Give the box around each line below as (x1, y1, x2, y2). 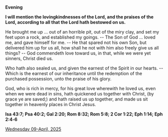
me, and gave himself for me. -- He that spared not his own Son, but (5, 39, 147, 45)
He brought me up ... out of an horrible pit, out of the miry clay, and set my (5, 29, 159, 34)
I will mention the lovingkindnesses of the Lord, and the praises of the (5, 14, 154, 19)
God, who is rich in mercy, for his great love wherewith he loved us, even (5, 85, 156, 91)
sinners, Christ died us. (5, 55, 53, 61)
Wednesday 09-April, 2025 (5, 126, 61, 132)
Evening (5, 4, 23, 10)
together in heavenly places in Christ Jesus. (5, 101, 97, 107)
